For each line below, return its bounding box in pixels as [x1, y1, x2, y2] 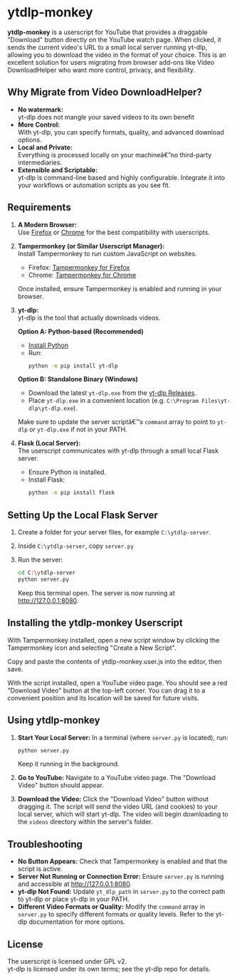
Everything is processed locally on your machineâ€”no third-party [17, 150, 212, 159]
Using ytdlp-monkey [7, 715, 101, 727]
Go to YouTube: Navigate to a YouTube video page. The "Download [17, 774, 216, 782]
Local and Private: [17, 143, 73, 152]
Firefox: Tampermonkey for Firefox [28, 263, 130, 271]
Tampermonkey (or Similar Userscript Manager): [17, 241, 165, 250]
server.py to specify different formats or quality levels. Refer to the [17, 910, 214, 919]
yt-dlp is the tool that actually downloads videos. [17, 313, 161, 322]
